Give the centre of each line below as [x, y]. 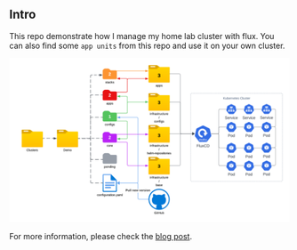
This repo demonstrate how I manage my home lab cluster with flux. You [142, 36]
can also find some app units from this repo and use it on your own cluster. [147, 45]
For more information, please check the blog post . [101, 237]
